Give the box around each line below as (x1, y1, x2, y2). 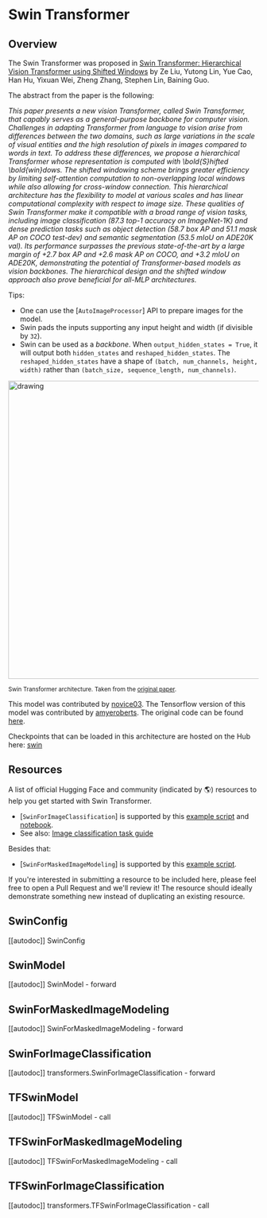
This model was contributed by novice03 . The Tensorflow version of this (8, 700, 246, 708)
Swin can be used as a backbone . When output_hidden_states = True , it (19, 339, 258, 349)
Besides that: (8, 844, 52, 853)
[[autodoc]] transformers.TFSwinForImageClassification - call (8, 1201, 210, 1210)
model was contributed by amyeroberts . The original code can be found (8, 708, 244, 717)
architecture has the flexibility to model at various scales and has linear (8, 191, 244, 200)
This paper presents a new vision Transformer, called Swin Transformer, (8, 106, 246, 115)
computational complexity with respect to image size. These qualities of (8, 199, 245, 208)
